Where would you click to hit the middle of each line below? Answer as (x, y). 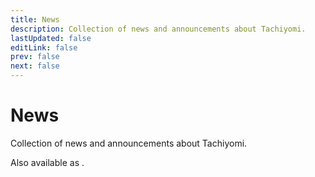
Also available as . (47, 162)
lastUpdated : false (51, 38)
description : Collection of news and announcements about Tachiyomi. (158, 29)
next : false (35, 66)
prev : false (35, 57)
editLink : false (44, 47)
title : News (35, 19)
